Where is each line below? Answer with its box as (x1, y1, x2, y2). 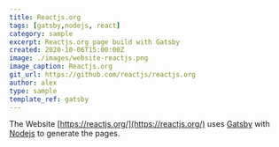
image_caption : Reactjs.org (9, 62, 113, 71)
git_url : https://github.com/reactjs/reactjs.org (9, 70, 197, 79)
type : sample (9, 86, 58, 95)
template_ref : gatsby (9, 94, 89, 104)
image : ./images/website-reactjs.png (9, 54, 149, 62)
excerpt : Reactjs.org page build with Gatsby (9, 37, 180, 47)
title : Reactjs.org (9, 12, 81, 22)
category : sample (9, 29, 74, 38)
